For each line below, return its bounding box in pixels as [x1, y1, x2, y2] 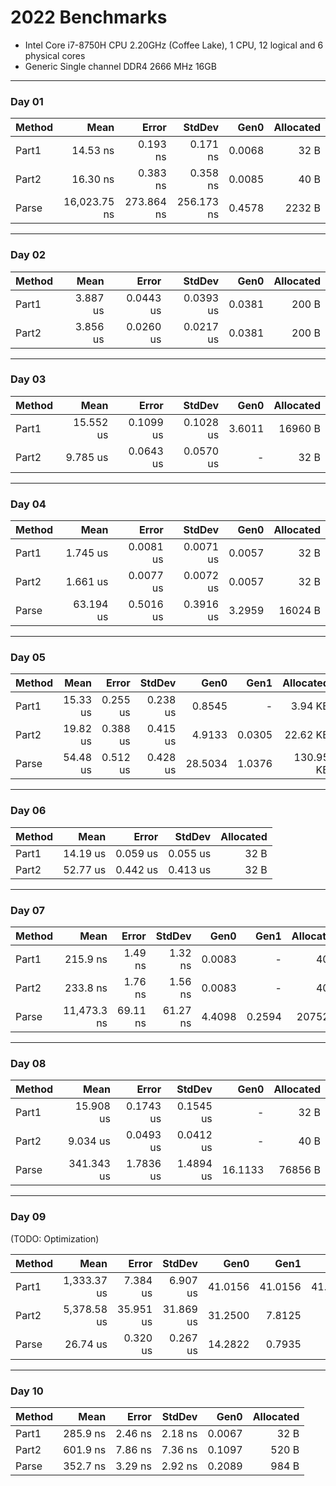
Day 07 [10, 903, 45, 917]
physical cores [24, 49, 86, 61]
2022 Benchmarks [10, 6, 168, 29]
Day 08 [10, 1056, 47, 1070]
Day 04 [10, 497, 47, 511]
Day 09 [10, 1210, 47, 1224]
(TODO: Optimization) [10, 1232, 100, 1245]
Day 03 [10, 372, 47, 386]
